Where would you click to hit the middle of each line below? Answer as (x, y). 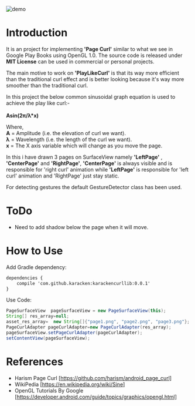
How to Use (35, 251)
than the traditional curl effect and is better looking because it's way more (95, 79)
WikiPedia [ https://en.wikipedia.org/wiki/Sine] (70, 384)
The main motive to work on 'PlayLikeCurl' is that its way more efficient (93, 73)
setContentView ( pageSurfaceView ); (48, 338)
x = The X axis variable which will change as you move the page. (84, 145)
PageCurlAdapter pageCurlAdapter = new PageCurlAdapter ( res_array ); (89, 327)
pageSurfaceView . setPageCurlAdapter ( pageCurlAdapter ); (74, 333)
